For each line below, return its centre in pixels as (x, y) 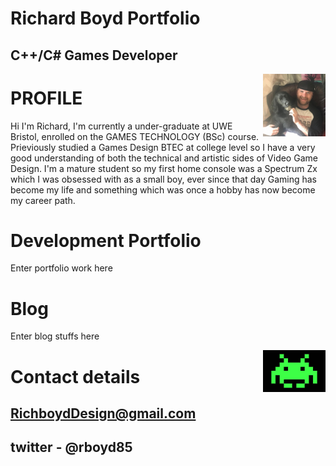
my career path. (43, 200)
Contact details (75, 376)
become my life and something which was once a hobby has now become (163, 189)
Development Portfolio (106, 240)
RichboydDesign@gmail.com (103, 413)
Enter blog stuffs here (55, 336)
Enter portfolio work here (61, 268)
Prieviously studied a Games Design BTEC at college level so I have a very (163, 147)
